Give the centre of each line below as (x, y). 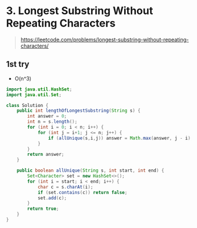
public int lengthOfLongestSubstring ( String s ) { (79, 111)
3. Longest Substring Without (80, 11)
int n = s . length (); (52, 122)
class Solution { (27, 105)
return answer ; (46, 155)
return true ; (43, 209)
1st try (18, 64)
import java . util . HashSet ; (39, 89)
